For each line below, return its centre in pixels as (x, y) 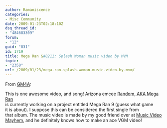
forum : (12, 38)
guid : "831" (17, 47)
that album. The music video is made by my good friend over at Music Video (83, 115)
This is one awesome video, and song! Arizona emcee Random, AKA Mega (82, 94)
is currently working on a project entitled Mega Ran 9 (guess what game (79, 104)
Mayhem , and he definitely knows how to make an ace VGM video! (74, 120)
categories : (17, 14)
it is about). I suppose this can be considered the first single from (72, 110)
